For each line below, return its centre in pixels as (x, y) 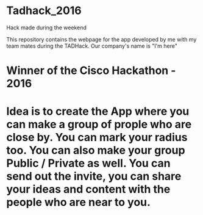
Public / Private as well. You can (88, 163)
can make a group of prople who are (99, 124)
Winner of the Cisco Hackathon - (91, 71)
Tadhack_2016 (44, 11)
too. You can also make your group (96, 151)
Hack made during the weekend (46, 27)
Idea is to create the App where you (98, 111)
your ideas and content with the (88, 189)
